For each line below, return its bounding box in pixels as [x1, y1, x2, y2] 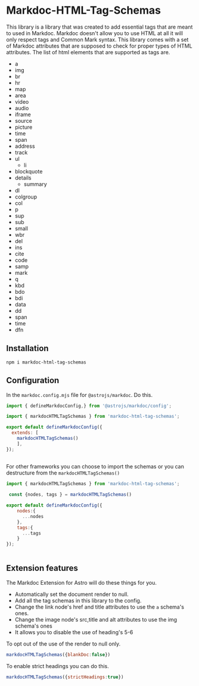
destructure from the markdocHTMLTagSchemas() [6, 469, 120, 476]
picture [14, 123, 33, 131]
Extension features [6, 563, 79, 573]
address [14, 142, 35, 150]
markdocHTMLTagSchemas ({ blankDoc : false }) [6, 651, 111, 657]
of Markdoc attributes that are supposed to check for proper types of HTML [6, 42, 192, 49]
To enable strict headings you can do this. [6, 662, 109, 669]
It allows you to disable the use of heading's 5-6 [14, 628, 133, 635]
